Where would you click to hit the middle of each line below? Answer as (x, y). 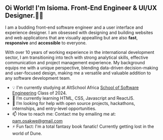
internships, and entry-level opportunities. (54, 108)
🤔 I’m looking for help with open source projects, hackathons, (73, 103)
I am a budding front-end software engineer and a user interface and (74, 27)
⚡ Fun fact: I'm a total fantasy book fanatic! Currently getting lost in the (83, 126)
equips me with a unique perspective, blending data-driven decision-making (81, 68)
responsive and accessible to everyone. (46, 43)
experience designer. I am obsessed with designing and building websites (79, 32)
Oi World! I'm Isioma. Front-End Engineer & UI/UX (81, 8)
